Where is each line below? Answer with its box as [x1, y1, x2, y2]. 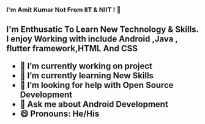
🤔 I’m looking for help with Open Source [20, 80, 174, 90]
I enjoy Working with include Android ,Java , [6, 34, 178, 45]
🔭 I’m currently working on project [20, 61, 153, 71]
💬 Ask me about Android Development [20, 99, 168, 109]
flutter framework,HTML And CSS [6, 43, 138, 54]
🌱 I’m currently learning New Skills [20, 70, 154, 81]
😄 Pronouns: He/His [20, 109, 100, 119]
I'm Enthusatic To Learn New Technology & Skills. [6, 24, 199, 35]
